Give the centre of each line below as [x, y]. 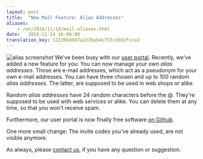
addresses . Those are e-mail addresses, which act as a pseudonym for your [102, 70]
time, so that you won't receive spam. [53, 108]
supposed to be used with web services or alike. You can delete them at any [102, 101]
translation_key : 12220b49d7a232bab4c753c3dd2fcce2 [73, 40]
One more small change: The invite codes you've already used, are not [95, 131]
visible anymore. [27, 138]
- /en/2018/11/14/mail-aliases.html [64, 29]
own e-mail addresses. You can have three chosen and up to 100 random [98, 77]
